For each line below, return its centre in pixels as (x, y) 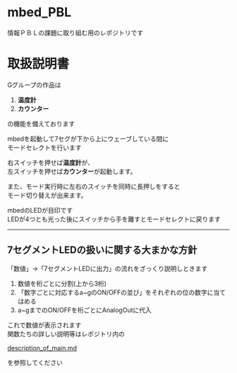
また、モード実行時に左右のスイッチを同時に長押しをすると (94, 186)
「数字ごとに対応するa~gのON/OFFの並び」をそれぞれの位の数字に (115, 292)
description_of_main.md (42, 348)
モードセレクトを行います (44, 147)
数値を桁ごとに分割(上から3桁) (62, 283)
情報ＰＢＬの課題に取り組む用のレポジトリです (75, 32)
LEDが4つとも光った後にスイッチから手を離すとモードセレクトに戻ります (114, 219)
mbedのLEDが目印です (40, 210)
